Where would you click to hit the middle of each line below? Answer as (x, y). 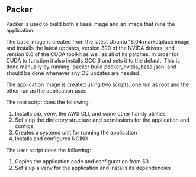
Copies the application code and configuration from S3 (82, 161)
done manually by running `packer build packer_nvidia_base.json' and (91, 67)
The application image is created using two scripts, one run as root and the (98, 84)
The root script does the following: (48, 102)
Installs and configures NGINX (52, 139)
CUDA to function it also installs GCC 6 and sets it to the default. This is (93, 60)
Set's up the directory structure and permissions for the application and (102, 120)
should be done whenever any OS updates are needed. (73, 73)
